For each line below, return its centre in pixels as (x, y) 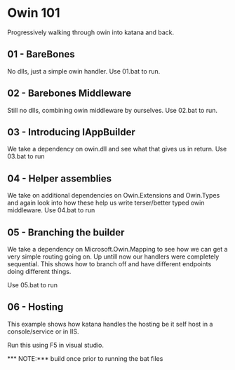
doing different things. (39, 272)
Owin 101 (34, 13)
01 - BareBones (41, 54)
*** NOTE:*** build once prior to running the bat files (85, 358)
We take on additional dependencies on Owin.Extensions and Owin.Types (114, 196)
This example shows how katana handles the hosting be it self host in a (110, 324)
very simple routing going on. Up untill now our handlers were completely (113, 256)
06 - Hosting (35, 307)
